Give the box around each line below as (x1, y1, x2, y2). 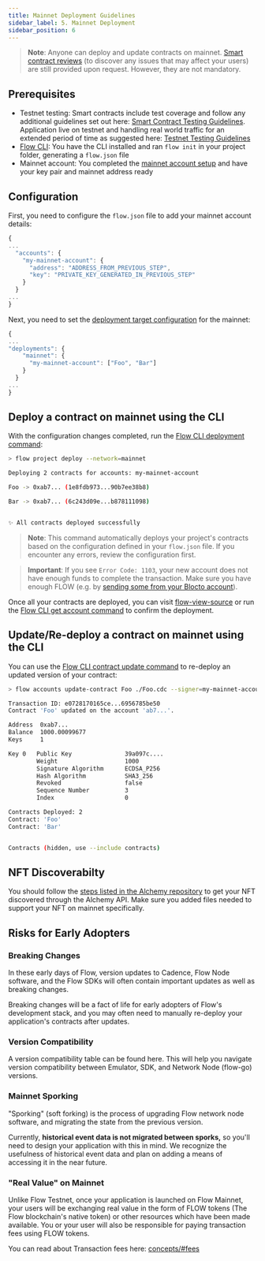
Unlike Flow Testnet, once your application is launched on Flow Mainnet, (8, 1195, 244, 1204)
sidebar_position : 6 (8, 26, 77, 34)
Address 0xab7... (8, 721, 69, 729)
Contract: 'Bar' (8, 823, 62, 830)
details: (8, 219, 32, 229)
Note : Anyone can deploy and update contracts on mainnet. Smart (27, 48, 244, 58)
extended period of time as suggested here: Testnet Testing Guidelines (19, 133, 251, 143)
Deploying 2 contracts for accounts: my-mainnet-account (8, 469, 200, 477)
